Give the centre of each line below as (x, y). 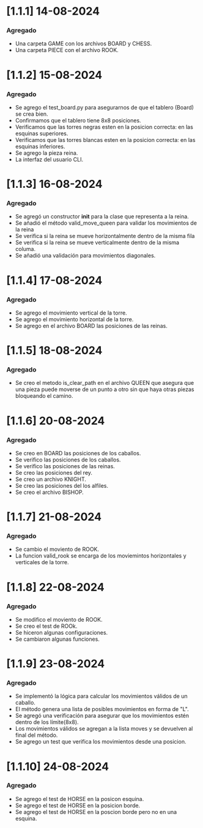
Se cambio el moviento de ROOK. (57, 550)
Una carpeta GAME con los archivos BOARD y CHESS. (83, 43)
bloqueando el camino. (44, 396)
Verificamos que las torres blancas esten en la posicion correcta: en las (105, 140)
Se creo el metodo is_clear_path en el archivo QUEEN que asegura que (105, 383)
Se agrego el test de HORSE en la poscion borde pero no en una (96, 811)
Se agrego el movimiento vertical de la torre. (71, 313)
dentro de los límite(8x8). (47, 722)
